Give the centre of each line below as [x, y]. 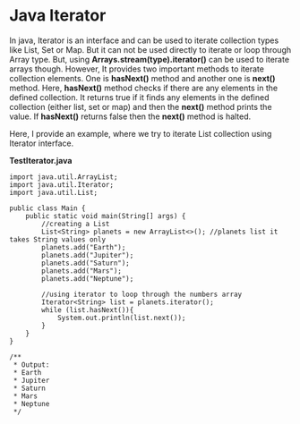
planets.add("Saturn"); [86, 263]
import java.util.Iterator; [62, 184]
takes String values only [57, 239]
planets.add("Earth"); [84, 247]
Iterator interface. [42, 143]
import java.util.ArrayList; [64, 177]
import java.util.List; [54, 192]
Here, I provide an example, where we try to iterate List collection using [141, 133]
